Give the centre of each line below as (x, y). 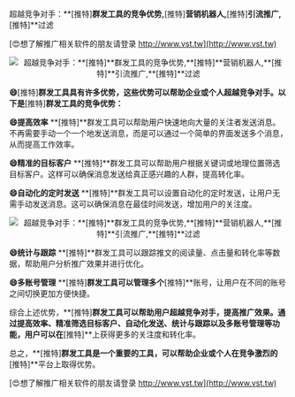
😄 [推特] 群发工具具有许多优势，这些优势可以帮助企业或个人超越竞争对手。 (144, 92)
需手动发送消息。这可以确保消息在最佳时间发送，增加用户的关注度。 (133, 204)
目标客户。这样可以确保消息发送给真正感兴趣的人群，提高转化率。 (129, 174)
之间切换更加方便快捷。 (52, 294)
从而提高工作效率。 (44, 144)
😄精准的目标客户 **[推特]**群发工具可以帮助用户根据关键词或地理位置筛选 (145, 163)
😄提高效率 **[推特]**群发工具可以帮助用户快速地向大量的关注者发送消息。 (145, 122)
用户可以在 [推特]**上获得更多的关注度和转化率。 (113, 334)
